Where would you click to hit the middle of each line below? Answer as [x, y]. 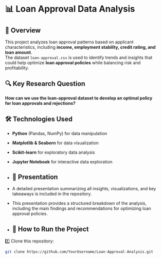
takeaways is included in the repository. [52, 194]
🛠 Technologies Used [39, 119]
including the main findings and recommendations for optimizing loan [82, 209]
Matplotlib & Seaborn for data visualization [55, 143]
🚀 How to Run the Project [50, 229]
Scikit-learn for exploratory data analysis [54, 152]
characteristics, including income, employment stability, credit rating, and [80, 47]
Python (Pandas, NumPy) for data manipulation [60, 133]
